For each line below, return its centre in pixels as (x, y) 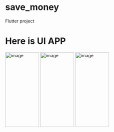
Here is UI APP (35, 41)
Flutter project (20, 21)
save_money (32, 7)
